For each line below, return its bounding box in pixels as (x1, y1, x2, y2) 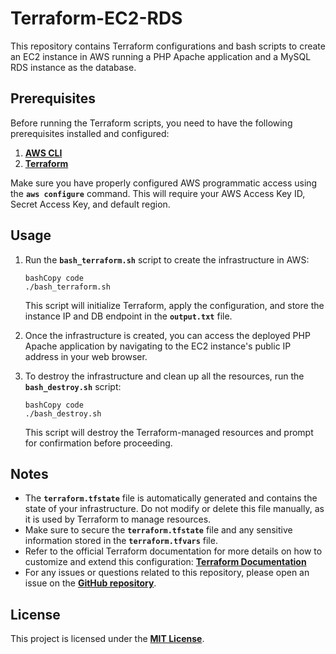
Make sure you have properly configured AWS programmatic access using (10, 177, 318, 189)
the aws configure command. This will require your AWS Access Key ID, (10, 187, 306, 199)
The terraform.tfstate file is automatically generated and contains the (24, 492, 318, 504)
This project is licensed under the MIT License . (10, 633, 205, 645)
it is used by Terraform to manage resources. (24, 513, 212, 526)
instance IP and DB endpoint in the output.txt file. (24, 310, 233, 322)
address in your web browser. (24, 350, 148, 362)
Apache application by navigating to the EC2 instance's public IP (24, 340, 292, 352)
